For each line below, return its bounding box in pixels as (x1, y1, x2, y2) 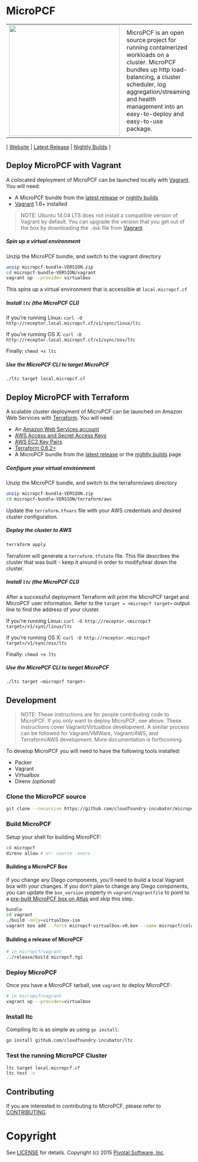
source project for (126, 35, 177, 44)
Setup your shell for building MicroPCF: (6, 833, 102, 840)
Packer (14, 759, 32, 766)
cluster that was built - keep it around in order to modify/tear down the (6, 559, 177, 566)
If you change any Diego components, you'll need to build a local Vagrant (6, 876, 184, 883)
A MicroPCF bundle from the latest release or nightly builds (14, 194, 159, 201)
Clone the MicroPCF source (6, 793, 87, 801)
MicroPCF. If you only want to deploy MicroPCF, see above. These (20, 717, 181, 725)
